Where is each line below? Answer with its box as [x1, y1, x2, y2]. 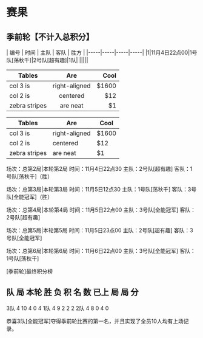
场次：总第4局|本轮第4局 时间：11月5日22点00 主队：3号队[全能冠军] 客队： [6, 206, 196, 213]
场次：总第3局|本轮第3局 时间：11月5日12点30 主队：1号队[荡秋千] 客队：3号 [6, 186, 197, 193]
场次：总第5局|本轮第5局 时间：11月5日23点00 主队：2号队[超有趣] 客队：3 [6, 227, 194, 234]
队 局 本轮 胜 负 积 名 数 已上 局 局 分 [6, 287, 139, 298]
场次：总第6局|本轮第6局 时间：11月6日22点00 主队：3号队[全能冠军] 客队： [6, 247, 196, 254]
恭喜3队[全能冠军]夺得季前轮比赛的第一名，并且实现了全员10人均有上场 [6, 317, 184, 325]
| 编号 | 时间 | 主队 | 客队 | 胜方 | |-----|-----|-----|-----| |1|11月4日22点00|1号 [6, 49, 198, 56]
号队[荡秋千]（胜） [6, 173, 53, 180]
